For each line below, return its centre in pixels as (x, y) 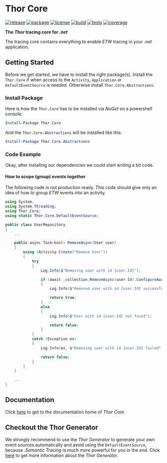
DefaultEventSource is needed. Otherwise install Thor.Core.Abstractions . (80, 85)
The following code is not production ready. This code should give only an (81, 188)
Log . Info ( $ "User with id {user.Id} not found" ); (101, 316)
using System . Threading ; (31, 206)
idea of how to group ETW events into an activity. (55, 193)
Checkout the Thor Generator (52, 428)
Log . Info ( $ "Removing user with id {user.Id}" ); (91, 270)
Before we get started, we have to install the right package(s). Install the (79, 74)
